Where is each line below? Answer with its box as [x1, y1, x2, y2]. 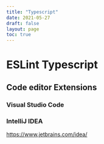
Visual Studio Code [6, 100, 64, 109]
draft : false [6, 20, 40, 26]
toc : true [6, 32, 32, 38]
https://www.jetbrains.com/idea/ [6, 131, 88, 138]
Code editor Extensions [6, 82, 97, 92]
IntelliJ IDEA [6, 117, 43, 125]
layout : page [6, 26, 40, 32]
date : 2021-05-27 [6, 15, 50, 21]
